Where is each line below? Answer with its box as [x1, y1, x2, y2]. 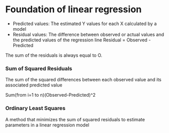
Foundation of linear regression [5, 4, 142, 15]
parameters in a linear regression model [5, 122, 90, 128]
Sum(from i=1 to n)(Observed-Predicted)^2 [5, 92, 96, 98]
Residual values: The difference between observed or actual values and [12, 31, 164, 37]
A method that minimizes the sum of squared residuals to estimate [5, 116, 145, 122]
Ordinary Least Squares [5, 105, 66, 112]
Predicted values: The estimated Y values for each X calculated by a [12, 20, 157, 27]
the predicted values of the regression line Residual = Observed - [12, 37, 151, 43]
